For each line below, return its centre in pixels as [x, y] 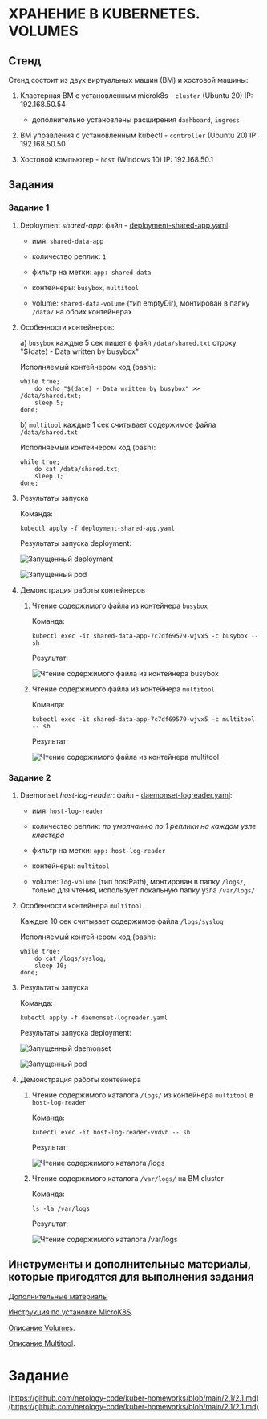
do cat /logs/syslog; [71, 958]
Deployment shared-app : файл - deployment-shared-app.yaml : [125, 225]
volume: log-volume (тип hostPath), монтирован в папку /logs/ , [139, 881]
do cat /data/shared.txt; [78, 469]
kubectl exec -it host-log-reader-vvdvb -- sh [111, 1132]
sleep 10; [51, 966]
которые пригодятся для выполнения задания [131, 1277]
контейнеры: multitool [71, 866]
